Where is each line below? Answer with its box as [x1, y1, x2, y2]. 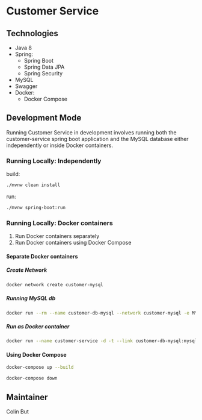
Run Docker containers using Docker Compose [14, 239, 132, 246]
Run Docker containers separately [14, 233, 100, 240]
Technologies [6, 28, 59, 39]
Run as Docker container [6, 323, 70, 330]
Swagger [14, 83, 38, 90]
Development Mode [6, 113, 82, 123]
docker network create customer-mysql [6, 281, 103, 287]
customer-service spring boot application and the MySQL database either [6, 135, 189, 142]
